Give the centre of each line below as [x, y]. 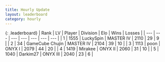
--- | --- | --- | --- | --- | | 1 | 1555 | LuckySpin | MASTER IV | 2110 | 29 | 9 [85, 38]
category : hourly [23, 19]
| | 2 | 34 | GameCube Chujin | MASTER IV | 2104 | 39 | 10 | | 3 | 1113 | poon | [83, 44]
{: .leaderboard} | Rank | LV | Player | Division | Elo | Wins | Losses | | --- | [80, 33]
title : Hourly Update [27, 10]
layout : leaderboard [27, 14]
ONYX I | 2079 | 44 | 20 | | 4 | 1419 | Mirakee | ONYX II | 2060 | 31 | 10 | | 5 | [82, 49]
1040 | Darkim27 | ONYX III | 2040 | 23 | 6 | [49, 54]
